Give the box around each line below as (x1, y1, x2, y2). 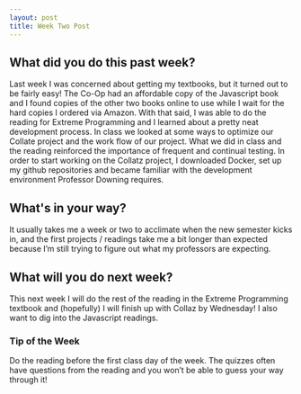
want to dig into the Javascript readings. (9, 312, 159, 323)
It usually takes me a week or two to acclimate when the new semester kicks (9, 224, 293, 235)
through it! (9, 374, 48, 385)
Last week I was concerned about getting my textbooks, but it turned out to (9, 78, 288, 90)
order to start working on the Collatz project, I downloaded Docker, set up (9, 155, 282, 166)
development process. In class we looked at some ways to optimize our (9, 127, 274, 138)
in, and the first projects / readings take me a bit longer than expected (9, 234, 268, 245)
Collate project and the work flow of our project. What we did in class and (9, 136, 282, 147)
